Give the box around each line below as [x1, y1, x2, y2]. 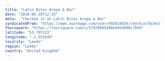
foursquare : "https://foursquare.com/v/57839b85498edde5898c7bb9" [5, 26, 144, 30]
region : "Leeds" [5, 44, 38, 49]
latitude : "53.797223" [5, 30, 52, 35]
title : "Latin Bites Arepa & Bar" [5, 7, 76, 12]
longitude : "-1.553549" [5, 35, 54, 40]
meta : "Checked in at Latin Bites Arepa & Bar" [5, 16, 107, 21]
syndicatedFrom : [5, 21, 38, 26]
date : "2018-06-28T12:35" [5, 12, 58, 17]
